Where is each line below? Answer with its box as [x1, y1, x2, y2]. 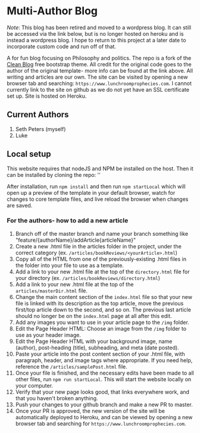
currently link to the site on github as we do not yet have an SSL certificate [7, 86, 190, 93]
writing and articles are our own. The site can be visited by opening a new [7, 73, 188, 80]
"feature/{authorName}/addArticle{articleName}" [15, 236, 136, 244]
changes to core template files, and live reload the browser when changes [7, 195, 189, 203]
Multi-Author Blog [7, 4, 98, 18]
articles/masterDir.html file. [15, 287, 88, 294]
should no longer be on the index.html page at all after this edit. [15, 312, 172, 319]
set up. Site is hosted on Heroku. [7, 92, 87, 99]
